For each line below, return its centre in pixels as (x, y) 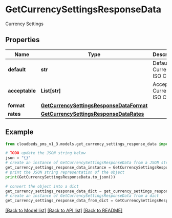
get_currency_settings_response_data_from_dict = (59, 201)
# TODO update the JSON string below (46, 153)
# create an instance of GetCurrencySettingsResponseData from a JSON (82, 163)
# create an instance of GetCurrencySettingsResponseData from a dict (82, 196)
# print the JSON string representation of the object (65, 172)
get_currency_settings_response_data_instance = (58, 168)
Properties (23, 40)
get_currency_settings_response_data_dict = (53, 191)
